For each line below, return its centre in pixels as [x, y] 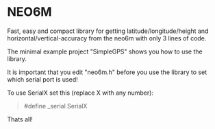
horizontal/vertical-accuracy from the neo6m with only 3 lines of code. [107, 38]
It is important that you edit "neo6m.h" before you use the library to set [107, 72]
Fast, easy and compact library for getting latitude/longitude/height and [108, 31]
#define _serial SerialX [55, 106]
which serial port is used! [42, 79]
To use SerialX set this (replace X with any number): [80, 93]
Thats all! [20, 119]
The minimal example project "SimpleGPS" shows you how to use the [105, 51]
